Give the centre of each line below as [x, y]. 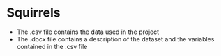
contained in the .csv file [52, 46]
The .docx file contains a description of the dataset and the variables [115, 39]
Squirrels [33, 13]
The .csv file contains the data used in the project [88, 32]
